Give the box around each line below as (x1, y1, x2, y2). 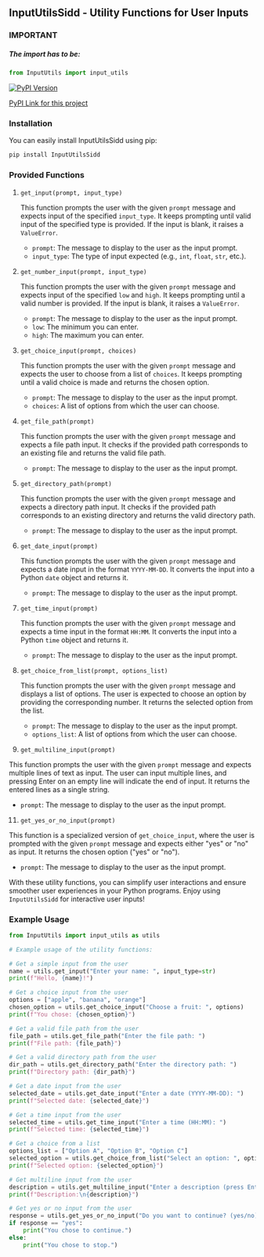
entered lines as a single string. (9, 784, 110, 794)
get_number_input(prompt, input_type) (20, 268, 147, 276)
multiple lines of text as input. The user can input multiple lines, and (9, 768, 227, 777)
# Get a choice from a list (9, 1140, 101, 1148)
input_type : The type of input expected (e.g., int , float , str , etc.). (31, 251, 247, 261)
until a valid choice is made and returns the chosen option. (20, 377, 210, 387)
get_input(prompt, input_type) (20, 188, 123, 197)
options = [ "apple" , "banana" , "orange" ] (9, 996, 146, 1004)
